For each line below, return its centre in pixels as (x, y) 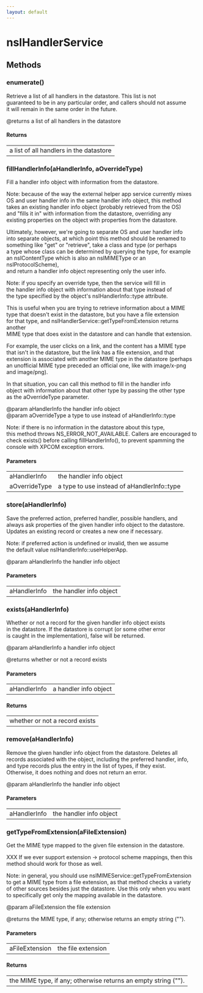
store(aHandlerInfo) (36, 505)
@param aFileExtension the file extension (59, 907)
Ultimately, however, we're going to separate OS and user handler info (95, 232)
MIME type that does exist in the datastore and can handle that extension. (99, 334)
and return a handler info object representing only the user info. (87, 271)
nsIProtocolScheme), (33, 264)
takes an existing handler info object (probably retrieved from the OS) (94, 207)
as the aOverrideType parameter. (48, 397)
